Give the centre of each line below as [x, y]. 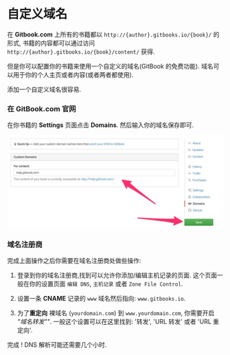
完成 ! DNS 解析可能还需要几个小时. [57, 345]
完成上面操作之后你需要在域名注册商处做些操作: [74, 261]
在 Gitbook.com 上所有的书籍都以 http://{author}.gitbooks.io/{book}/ [110, 34]
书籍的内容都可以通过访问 [58, 43]
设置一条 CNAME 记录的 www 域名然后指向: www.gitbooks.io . [101, 299]
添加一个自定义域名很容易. [44, 89]
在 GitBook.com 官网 [42, 108]
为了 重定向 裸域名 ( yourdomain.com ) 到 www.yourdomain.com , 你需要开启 [116, 313]
